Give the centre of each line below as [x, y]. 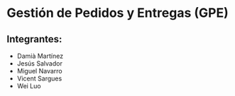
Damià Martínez [40, 56]
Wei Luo [29, 86]
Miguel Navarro [39, 71]
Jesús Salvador [40, 64]
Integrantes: [34, 39]
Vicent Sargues [39, 78]
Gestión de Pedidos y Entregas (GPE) [117, 13]
